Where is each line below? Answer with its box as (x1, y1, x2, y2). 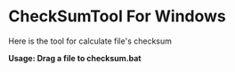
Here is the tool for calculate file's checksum (8, 36, 173, 46)
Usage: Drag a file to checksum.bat (8, 52, 142, 63)
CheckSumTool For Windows (8, 6, 226, 27)
